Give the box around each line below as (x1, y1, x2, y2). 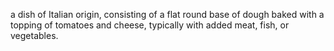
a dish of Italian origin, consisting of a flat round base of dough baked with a (10, 9, 325, 20)
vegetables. (10, 30, 59, 41)
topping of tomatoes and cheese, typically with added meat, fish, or (10, 19, 290, 31)
